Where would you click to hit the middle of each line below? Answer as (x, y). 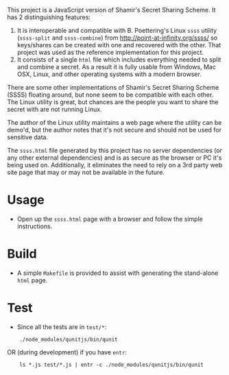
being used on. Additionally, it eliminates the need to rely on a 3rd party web (115, 165)
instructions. (35, 226)
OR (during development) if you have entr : (67, 352)
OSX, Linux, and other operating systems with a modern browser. (109, 74)
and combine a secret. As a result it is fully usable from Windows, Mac (116, 67)
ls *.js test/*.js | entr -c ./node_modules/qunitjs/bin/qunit (112, 365)
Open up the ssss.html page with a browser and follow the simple (110, 219)
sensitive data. (28, 137)
